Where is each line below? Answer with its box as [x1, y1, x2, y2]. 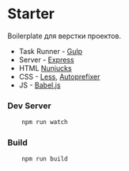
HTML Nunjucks [18, 63, 72, 72]
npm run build [21, 155, 68, 163]
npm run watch [21, 119, 68, 126]
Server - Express [18, 55, 74, 64]
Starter [7, 5, 55, 23]
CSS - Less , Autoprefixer [18, 72, 101, 81]
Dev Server [7, 100, 52, 111]
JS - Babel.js [18, 80, 61, 90]
